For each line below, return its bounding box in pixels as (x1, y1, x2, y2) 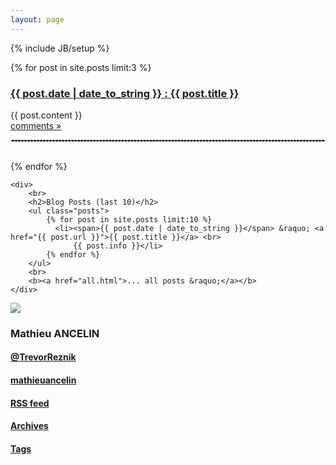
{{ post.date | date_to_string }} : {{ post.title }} (10, 86, 240, 100)
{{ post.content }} (10, 109, 83, 121)
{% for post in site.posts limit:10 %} (46, 214, 213, 225)
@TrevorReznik (10, 351, 77, 363)
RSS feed (10, 397, 50, 409)
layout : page (10, 14, 65, 25)
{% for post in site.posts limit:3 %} (10, 61, 152, 73)
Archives (10, 420, 49, 432)
